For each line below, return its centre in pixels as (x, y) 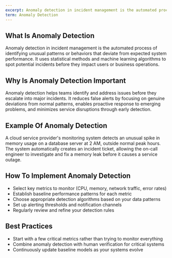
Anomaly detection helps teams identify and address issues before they (81, 93)
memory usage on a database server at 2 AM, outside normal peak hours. (83, 143)
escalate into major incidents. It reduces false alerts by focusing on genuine (85, 99)
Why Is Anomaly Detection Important (66, 80)
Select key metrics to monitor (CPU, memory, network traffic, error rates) (90, 188)
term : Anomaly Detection (32, 15)
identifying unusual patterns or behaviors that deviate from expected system (86, 53)
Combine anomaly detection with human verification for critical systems (89, 244)
